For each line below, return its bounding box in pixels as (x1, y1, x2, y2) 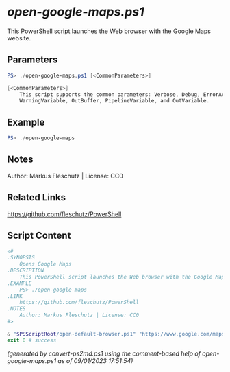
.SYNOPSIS (7, 255, 36, 261)
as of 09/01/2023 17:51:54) (57, 356, 133, 364)
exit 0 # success (7, 337, 57, 344)
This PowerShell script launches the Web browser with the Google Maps (7, 27, 211, 35)
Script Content (7, 229, 71, 241)
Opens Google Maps (19, 261, 72, 268)
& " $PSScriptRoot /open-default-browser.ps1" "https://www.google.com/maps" (7, 330, 228, 337)
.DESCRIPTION (7, 267, 44, 274)
